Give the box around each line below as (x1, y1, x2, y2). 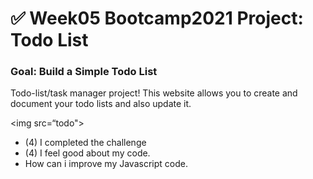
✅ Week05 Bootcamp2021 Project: (10, 7, 304, 30)
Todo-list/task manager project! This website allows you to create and (10, 87, 298, 99)
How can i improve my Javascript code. (24, 158, 188, 170)
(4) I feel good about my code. (24, 147, 151, 159)
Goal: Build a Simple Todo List (10, 65, 158, 79)
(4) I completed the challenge (24, 137, 147, 149)
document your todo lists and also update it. (10, 98, 192, 110)
